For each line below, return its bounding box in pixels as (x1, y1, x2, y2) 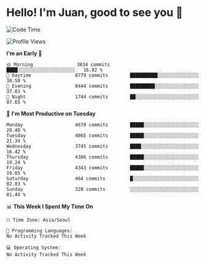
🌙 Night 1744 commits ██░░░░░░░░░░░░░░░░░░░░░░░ (6, 93, 199, 100)
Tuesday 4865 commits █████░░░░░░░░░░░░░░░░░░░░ (6, 132, 199, 139)
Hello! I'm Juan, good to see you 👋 (6, 6, 183, 20)
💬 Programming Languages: (6, 227, 72, 234)
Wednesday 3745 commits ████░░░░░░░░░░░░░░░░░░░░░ (6, 143, 199, 149)
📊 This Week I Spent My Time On (6, 203, 93, 210)
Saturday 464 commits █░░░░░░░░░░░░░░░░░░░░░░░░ (6, 175, 199, 182)
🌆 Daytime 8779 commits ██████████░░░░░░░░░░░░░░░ (6, 72, 199, 79)
